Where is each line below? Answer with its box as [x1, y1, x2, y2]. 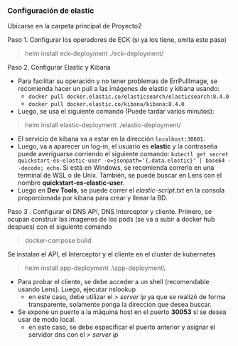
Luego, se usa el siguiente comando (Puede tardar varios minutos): [17, 107, 215, 116]
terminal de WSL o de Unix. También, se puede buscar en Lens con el [17, 171, 222, 180]
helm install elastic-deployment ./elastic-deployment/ [24, 121, 181, 129]
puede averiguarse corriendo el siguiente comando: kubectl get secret [17, 150, 229, 158]
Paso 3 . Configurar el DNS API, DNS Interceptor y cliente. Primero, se [7, 207, 212, 216]
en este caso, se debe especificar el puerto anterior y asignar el [28, 323, 215, 332]
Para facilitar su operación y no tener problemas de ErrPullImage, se [17, 77, 218, 85]
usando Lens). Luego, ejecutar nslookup [17, 285, 136, 293]
